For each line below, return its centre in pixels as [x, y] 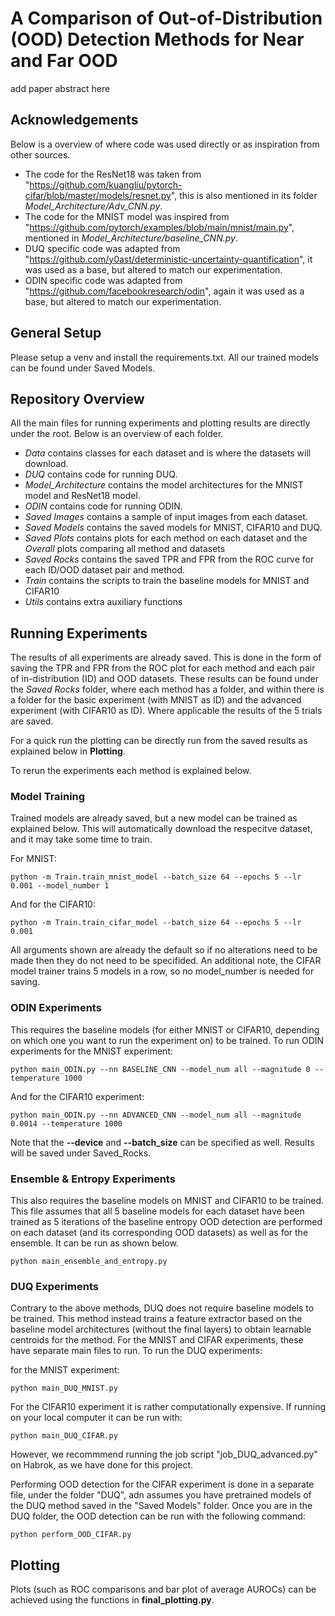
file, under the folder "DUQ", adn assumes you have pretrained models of [161, 1495]
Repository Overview [77, 398]
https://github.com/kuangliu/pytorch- [106, 184]
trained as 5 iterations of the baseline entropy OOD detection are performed [166, 1222]
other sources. [40, 154]
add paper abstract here [60, 88]
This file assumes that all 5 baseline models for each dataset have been [157, 1211]
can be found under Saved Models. [83, 368]
